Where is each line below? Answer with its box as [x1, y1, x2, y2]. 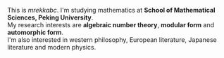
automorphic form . [7, 28, 63, 36]
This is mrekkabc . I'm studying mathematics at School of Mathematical [7, 6, 216, 14]
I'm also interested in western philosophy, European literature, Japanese [7, 36, 217, 44]
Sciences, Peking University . [7, 13, 94, 22]
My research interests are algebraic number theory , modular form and [7, 21, 215, 29]
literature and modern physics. [7, 43, 97, 51]
